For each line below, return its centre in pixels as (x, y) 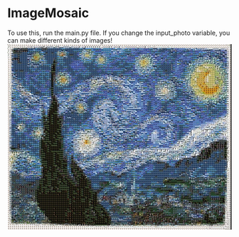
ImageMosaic (48, 13)
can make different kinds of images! (60, 40)
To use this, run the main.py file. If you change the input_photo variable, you (119, 33)
